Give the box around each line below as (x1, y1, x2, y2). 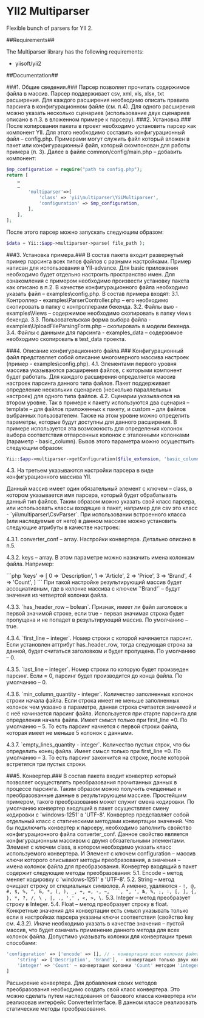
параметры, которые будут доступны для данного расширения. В (6, 418, 177, 426)
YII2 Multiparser (6, 4, 90, 18)
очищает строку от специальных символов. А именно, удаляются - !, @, (6, 882, 197, 890)
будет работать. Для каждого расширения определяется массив (6, 373, 176, 380)
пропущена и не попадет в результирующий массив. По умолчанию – (6, 616, 188, 623)
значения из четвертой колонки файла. (6, 592, 108, 599)
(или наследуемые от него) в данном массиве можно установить (6, 518, 177, 525)
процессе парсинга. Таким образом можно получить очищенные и (6, 785, 181, 793)
